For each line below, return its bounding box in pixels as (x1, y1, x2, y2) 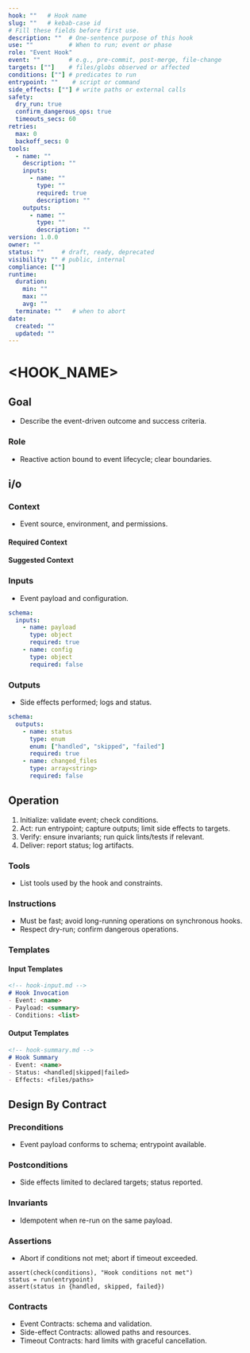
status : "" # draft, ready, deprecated (8, 248, 155, 256)
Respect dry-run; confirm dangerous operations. (19, 925, 179, 934)
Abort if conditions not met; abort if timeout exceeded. (19, 1253, 198, 1262)
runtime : (8, 270, 37, 278)
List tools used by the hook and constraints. (19, 878, 163, 887)
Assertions (8, 1235, 52, 1246)
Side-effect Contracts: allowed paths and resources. (19, 1328, 191, 1337)
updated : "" (15, 329, 56, 338)
